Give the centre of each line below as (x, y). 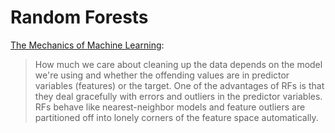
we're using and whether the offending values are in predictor (162, 75)
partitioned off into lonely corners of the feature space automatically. (176, 117)
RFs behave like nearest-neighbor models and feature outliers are (170, 107)
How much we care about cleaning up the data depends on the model (178, 64)
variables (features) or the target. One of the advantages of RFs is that (179, 85)
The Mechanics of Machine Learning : (87, 45)
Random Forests (79, 17)
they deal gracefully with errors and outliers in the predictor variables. (178, 96)
